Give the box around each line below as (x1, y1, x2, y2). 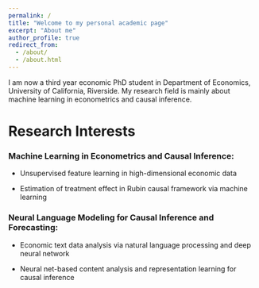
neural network (19, 248, 70, 258)
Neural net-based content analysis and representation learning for (19, 263, 237, 274)
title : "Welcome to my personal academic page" (8, 19, 169, 27)
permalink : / (8, 11, 52, 20)
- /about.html (15, 56, 62, 64)
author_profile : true (8, 33, 80, 42)
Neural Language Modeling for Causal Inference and (8, 212, 215, 223)
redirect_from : (8, 41, 59, 49)
